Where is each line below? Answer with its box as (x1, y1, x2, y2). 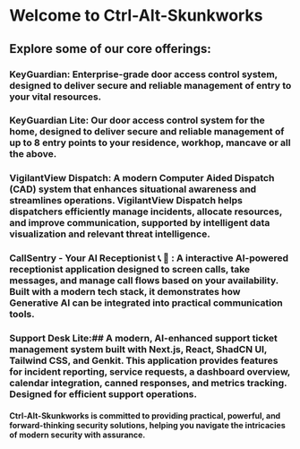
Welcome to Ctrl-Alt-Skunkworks (9, 5, 263, 26)
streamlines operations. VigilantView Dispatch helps (9, 194, 244, 207)
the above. (9, 148, 57, 160)
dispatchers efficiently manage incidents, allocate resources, (9, 205, 283, 218)
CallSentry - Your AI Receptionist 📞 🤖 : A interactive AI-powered (9, 252, 289, 264)
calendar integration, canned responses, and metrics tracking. (9, 377, 287, 390)
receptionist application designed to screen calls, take (9, 263, 251, 276)
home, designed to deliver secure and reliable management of (9, 125, 285, 138)
